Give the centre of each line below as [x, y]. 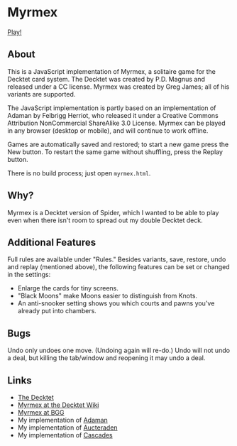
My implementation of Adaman [62, 420]
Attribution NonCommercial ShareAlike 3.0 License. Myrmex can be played [116, 123]
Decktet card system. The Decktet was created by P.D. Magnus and [106, 79]
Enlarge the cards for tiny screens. [68, 288]
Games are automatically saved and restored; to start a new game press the [118, 144]
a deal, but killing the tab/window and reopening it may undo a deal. [106, 358]
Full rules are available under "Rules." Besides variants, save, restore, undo [117, 259]
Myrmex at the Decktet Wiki [58, 405]
